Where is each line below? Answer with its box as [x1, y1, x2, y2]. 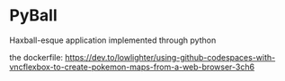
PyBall [9, 5, 58, 26]
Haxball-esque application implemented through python [9, 35, 217, 45]
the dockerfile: [9, 52, 64, 62]
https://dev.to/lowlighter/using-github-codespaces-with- [65, 52, 276, 62]
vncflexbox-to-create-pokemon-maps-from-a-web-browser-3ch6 [9, 61, 254, 72]
